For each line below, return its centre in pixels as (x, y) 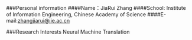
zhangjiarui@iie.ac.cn (43, 21)
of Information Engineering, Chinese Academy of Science (76, 14)
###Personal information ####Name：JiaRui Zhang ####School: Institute (96, 8)
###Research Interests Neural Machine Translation (68, 32)
